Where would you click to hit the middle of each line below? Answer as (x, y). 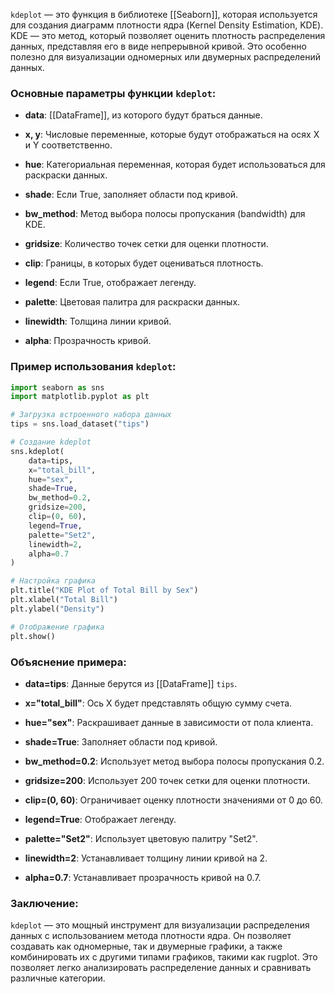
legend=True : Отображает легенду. (100, 819)
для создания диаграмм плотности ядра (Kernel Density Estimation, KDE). (167, 25)
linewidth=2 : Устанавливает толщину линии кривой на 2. (146, 858)
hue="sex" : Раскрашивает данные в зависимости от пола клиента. (169, 722)
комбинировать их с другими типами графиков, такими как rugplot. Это (164, 957)
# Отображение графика (57, 627)
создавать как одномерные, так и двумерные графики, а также (146, 946)
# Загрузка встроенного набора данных (91, 415)
